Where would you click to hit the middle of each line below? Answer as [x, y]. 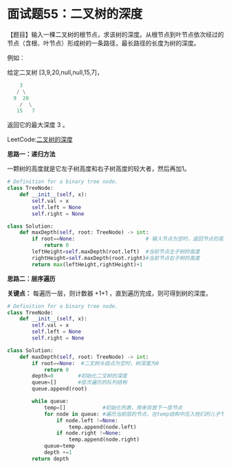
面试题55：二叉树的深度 [75, 14]
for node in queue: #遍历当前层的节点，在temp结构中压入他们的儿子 [132, 414]
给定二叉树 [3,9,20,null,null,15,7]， [55, 72]
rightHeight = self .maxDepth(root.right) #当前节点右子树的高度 [116, 258]
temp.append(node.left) [102, 427]
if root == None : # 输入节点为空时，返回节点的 [125, 239]
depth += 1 [58, 452]
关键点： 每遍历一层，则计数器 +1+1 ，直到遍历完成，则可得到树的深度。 [109, 293]
